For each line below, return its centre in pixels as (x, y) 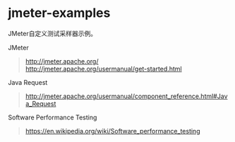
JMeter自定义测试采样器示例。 (53, 33)
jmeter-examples (59, 13)
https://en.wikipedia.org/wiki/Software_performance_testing (113, 131)
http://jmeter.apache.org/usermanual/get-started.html (103, 69)
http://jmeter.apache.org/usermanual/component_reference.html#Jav (126, 96)
